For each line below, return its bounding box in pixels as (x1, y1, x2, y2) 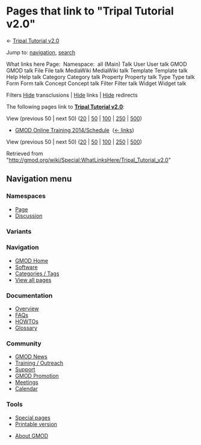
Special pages (14, 414, 51, 421)
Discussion (14, 212, 43, 219)
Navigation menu (6, 174, 72, 184)
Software (14, 263, 38, 271)
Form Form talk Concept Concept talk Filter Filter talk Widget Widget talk (6, 80, 187, 87)
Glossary (14, 324, 38, 331)
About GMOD (14, 432, 49, 439)
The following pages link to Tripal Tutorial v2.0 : (6, 103, 125, 110)
